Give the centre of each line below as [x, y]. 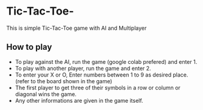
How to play [29, 47]
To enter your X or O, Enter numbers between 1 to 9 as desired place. [101, 75]
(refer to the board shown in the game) [64, 81]
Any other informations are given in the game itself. [79, 100]
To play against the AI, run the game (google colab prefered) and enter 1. [106, 61]
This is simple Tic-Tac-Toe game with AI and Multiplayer [77, 28]
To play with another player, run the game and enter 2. [83, 68]
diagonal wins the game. [46, 94]
